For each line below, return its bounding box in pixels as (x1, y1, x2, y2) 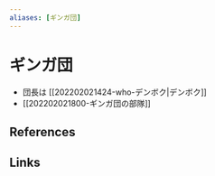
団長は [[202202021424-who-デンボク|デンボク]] (22, 87, 208, 97)
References (9, 124, 76, 140)
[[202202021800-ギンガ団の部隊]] (22, 97, 151, 108)
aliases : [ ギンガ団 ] (9, 13, 81, 23)
